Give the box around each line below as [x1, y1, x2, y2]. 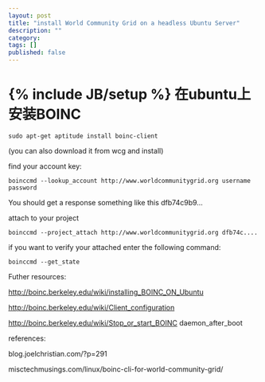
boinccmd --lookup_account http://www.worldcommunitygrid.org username [8, 177, 251, 185]
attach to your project [8, 212, 80, 223]
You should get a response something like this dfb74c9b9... [8, 197, 203, 207]
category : [8, 33, 41, 42]
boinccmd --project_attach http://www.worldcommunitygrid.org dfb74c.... [8, 228, 259, 236]
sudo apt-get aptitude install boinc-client [8, 132, 158, 140]
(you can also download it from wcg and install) [8, 146, 164, 155]
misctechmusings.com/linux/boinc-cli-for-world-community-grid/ [8, 364, 224, 374]
